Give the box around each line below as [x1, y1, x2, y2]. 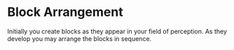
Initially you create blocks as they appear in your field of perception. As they [7, 27, 228, 35]
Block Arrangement [7, 4, 124, 20]
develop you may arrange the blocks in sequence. [7, 34, 152, 42]
